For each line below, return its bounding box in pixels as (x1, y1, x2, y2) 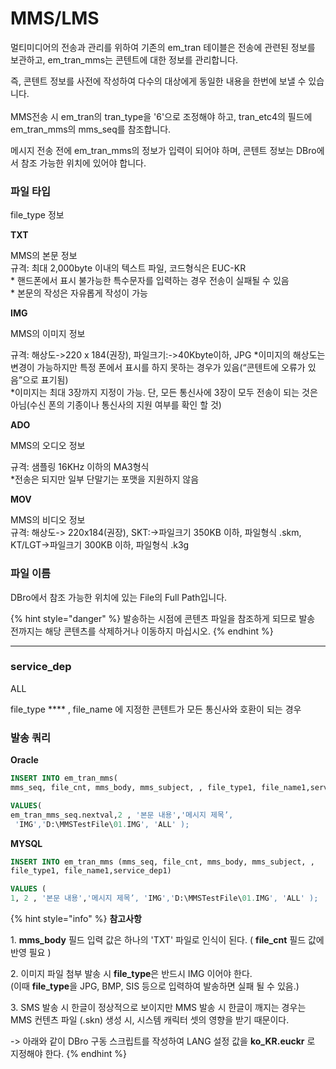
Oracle (10, 754, 39, 766)
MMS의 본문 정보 (10, 250, 78, 262)
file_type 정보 (10, 209, 65, 221)
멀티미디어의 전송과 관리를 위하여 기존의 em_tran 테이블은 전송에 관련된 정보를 (10, 41, 316, 53)
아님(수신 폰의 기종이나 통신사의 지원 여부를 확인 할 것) (10, 399, 222, 411)
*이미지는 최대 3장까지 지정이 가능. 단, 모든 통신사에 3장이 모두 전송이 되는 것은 (10, 387, 318, 399)
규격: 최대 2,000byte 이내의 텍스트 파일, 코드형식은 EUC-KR (10, 262, 247, 274)
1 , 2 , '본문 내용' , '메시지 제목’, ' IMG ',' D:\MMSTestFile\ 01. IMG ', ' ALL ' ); (10, 893, 319, 904)
